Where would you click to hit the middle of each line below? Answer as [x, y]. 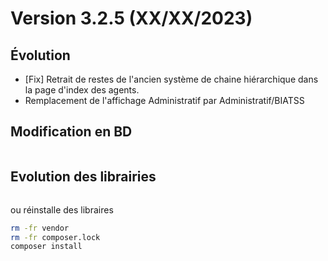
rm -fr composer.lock [55, 237]
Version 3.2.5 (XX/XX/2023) [131, 18]
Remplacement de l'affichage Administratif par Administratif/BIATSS [164, 100]
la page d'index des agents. [82, 90]
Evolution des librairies [83, 177]
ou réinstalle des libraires [62, 209]
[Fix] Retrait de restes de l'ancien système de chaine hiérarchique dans [171, 79]
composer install [46, 247]
